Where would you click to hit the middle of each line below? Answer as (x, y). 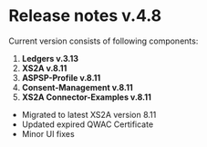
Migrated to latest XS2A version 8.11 (89, 114)
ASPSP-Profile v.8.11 (61, 77)
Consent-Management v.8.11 (77, 87)
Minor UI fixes (48, 133)
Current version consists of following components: (103, 41)
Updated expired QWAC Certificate (88, 124)
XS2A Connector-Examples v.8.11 (87, 97)
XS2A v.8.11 (44, 68)
